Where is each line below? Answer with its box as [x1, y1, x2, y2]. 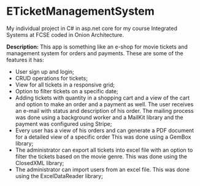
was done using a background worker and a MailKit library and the [15, 114, 183, 121]
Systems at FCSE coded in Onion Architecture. [6, 31, 124, 38]
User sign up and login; [15, 68, 75, 75]
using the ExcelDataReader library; [15, 172, 103, 179]
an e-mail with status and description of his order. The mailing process [15, 107, 194, 114]
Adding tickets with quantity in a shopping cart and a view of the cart [15, 94, 190, 101]
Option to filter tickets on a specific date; [15, 87, 118, 95]
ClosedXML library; [15, 159, 64, 166]
